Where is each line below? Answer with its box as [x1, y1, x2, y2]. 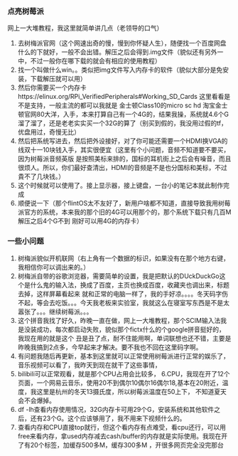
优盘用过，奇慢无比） [17, 128, 80, 137]
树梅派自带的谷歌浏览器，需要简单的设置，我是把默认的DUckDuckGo [17, 272, 220, 280]
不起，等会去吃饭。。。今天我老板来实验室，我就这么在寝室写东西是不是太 [17, 298, 229, 307]
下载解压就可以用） [30, 75, 87, 83]
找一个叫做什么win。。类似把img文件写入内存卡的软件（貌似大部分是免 [17, 65, 223, 74]
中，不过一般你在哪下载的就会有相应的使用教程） [17, 57, 161, 65]
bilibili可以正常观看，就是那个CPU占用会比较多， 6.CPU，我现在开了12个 [17, 369, 230, 378]
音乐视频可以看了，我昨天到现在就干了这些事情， [17, 361, 161, 369]
